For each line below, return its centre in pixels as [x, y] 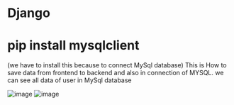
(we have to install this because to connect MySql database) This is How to [117, 65]
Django [29, 13]
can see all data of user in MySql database [69, 80]
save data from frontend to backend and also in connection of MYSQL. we [116, 73]
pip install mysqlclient [73, 46]
